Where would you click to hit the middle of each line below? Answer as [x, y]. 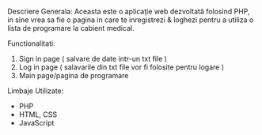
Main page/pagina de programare [74, 75]
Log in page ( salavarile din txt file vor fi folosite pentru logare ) [122, 67]
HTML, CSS [38, 114]
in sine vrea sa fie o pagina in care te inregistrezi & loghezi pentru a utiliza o [131, 20]
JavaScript [36, 123]
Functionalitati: [32, 43]
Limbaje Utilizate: [36, 91]
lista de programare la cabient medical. [71, 28]
